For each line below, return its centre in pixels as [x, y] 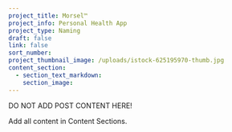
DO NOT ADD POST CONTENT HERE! [70, 106]
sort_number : [30, 53]
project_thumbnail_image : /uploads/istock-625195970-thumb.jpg [116, 61]
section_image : [48, 82]
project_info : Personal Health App [68, 23]
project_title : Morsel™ [48, 16]
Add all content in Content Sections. [68, 121]
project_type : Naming [45, 30]
